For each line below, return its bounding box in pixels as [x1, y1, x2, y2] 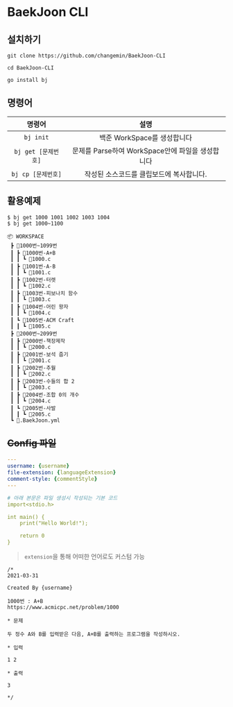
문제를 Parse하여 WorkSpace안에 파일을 [71, 146, 199, 155]
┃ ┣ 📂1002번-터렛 [10, 276, 56, 283]
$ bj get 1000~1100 [7, 220, 64, 227]
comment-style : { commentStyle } [7, 476, 98, 483]
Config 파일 [7, 438, 57, 450]
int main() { [7, 513, 45, 520]
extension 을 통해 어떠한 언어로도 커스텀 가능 [24, 552, 146, 561]
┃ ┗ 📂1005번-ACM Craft [10, 316, 75, 323]
